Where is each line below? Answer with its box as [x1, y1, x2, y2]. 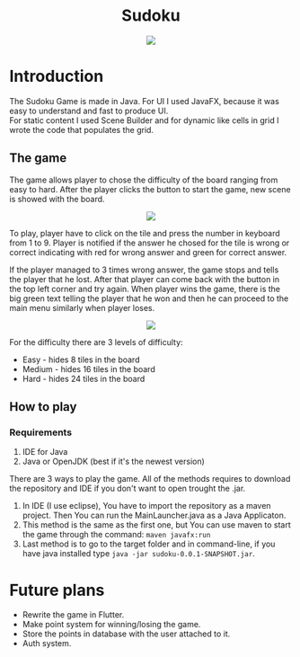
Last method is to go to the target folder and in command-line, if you [22, 538, 276, 549]
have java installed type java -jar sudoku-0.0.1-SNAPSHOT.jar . [22, 548, 256, 559]
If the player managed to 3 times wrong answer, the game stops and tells [9, 264, 279, 275]
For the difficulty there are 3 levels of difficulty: [9, 336, 183, 347]
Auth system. [22, 638, 72, 649]
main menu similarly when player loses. [9, 302, 155, 313]
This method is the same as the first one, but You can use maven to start [22, 519, 292, 530]
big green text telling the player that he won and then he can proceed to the [9, 293, 289, 304]
